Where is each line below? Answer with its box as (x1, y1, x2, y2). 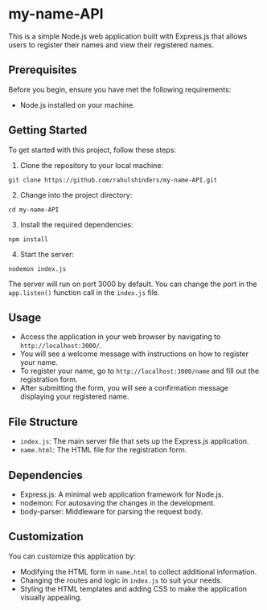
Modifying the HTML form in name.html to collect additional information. (19, 567, 257, 576)
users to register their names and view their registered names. (8, 39, 215, 49)
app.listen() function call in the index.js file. (8, 287, 160, 297)
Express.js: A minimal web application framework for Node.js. (19, 489, 224, 499)
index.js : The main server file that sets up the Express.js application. (19, 436, 249, 446)
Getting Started (8, 124, 88, 137)
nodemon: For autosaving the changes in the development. (19, 498, 216, 507)
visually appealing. (19, 592, 83, 602)
